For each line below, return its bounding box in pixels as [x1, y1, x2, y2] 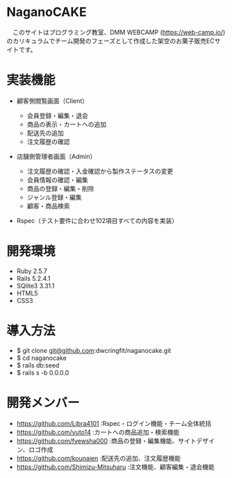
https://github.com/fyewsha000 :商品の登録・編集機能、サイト [16, 436, 197, 445]
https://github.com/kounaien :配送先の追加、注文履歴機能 [16, 454, 181, 462]
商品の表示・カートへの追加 [26, 119, 107, 129]
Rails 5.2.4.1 [16, 274, 51, 282]
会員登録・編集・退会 [26, 111, 88, 119]
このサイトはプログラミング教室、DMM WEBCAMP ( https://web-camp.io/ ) [12, 28, 226, 36]
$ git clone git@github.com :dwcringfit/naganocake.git [16, 346, 172, 354]
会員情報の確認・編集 [26, 175, 88, 184]
